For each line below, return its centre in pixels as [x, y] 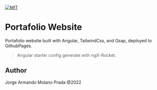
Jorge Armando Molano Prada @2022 [43, 82]
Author [16, 71]
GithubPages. [19, 46]
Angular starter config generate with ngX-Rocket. [67, 55]
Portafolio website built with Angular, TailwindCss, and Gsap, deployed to [78, 40]
